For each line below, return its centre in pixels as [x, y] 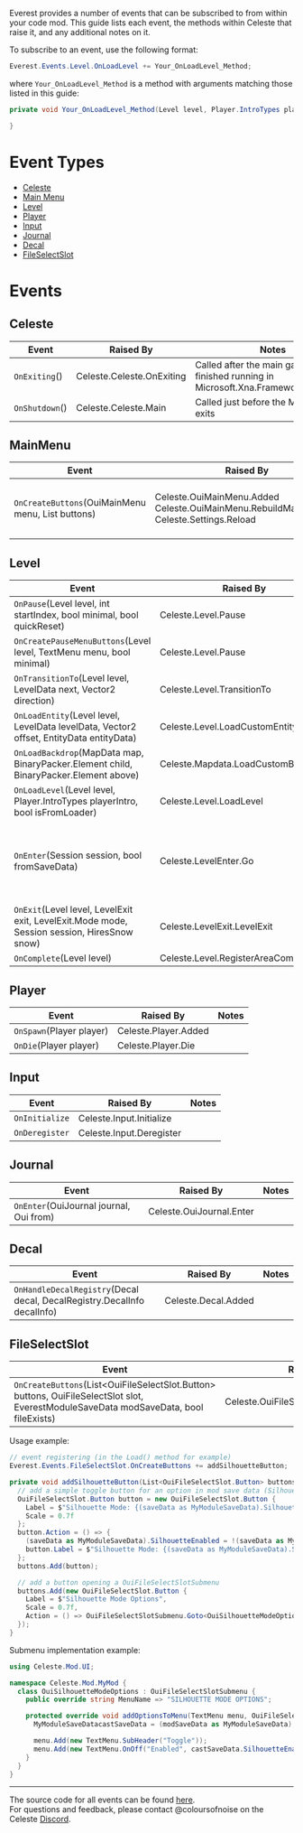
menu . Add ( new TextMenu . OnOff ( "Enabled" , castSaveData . [138, 1749]
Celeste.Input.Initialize [125, 1118]
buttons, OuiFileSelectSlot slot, [79, 1396]
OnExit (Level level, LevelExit [73, 909]
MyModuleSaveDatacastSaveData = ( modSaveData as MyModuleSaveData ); [165, 1725]
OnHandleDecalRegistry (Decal [77, 1289]
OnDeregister [42, 1133]
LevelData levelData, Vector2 [75, 727]
